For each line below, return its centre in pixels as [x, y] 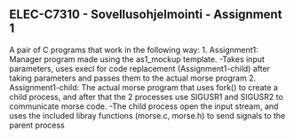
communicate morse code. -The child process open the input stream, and [144, 106]
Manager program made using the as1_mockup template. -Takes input [137, 59]
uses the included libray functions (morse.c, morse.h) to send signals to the [147, 115]
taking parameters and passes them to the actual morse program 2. [132, 78]
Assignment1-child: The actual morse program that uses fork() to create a [143, 87]
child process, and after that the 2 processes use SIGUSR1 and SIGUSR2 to [147, 97]
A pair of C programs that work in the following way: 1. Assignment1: [134, 50]
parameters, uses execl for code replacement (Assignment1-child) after [140, 68]
